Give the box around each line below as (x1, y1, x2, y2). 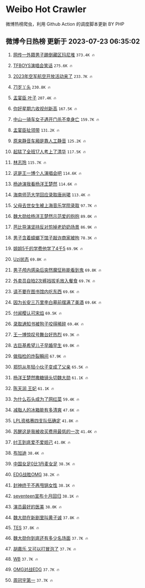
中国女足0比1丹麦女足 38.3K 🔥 (13, 460, 75, 466)
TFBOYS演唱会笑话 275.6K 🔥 (13, 62, 72, 68)
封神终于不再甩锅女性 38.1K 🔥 (13, 482, 75, 488)
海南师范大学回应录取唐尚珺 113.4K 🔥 (13, 191, 91, 198)
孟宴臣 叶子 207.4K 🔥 (13, 95, 57, 101)
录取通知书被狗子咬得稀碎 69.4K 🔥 (13, 321, 84, 327)
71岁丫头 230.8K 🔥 (13, 84, 51, 90)
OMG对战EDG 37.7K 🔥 (13, 566, 60, 572)
